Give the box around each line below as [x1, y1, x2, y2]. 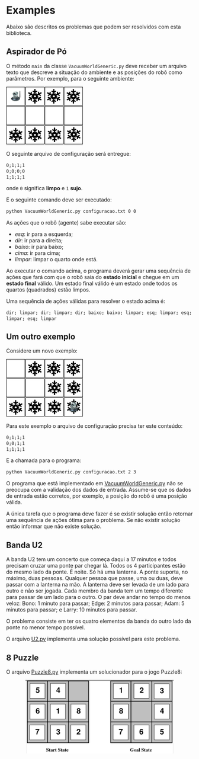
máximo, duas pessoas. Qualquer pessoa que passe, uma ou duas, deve [6, 575, 184, 582]
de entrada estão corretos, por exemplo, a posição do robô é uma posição [6, 492, 188, 499]
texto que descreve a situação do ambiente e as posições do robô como [6, 69, 182, 76]
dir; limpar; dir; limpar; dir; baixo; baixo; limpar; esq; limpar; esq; [6, 309, 192, 316]
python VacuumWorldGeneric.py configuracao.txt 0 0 [6, 208, 136, 214]
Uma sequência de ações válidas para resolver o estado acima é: [6, 297, 165, 305]
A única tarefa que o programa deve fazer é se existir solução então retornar [6, 510, 193, 517]
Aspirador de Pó [6, 47, 67, 57]
